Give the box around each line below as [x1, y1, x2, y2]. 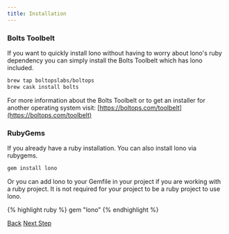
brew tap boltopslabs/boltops [7, 77, 95, 84]
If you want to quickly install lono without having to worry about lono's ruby [7, 49, 222, 57]
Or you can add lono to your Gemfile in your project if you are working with [7, 177, 221, 185]
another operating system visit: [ [7, 103, 100, 112]
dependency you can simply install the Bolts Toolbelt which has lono [7, 56, 203, 65]
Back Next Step [7, 219, 52, 227]
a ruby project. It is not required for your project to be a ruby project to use [7, 185, 221, 193]
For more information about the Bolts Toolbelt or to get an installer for [7, 96, 206, 104]
